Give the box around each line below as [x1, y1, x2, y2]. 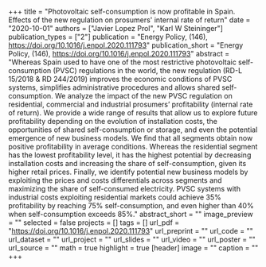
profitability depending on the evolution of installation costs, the [8, 117, 217, 126]
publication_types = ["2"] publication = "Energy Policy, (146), [8, 32, 209, 41]
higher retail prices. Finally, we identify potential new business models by [8, 167, 248, 176]
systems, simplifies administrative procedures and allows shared [8, 83, 221, 92]
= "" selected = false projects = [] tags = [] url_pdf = [8, 218, 180, 227]
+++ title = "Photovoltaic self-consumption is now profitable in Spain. [8, 7, 236, 16]
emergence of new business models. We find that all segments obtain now [8, 133, 253, 142]
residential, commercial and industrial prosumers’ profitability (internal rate [8, 99, 253, 109]
